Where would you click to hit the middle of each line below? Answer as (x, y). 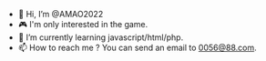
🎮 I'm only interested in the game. (83, 24)
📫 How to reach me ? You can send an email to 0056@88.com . (137, 47)
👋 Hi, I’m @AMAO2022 (61, 14)
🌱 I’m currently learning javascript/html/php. (101, 37)
